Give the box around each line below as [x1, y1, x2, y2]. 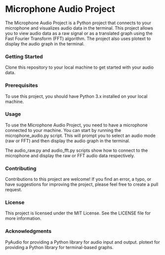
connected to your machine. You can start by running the [5, 127, 122, 133]
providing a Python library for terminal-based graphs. [5, 244, 114, 250]
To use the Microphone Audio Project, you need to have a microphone [5, 122, 148, 128]
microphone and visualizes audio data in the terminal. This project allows [5, 25, 153, 31]
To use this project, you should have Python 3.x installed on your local [5, 93, 148, 99]
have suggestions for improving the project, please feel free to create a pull [5, 181, 159, 187]
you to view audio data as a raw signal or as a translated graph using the [5, 30, 153, 36]
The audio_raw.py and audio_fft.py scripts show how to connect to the [5, 147, 148, 153]
